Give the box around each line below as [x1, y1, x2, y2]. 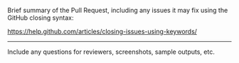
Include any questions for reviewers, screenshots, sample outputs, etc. [7, 47, 215, 56]
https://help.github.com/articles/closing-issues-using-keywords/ [7, 28, 198, 35]
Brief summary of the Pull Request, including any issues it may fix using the [7, 6, 228, 14]
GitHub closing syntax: [7, 13, 74, 22]
